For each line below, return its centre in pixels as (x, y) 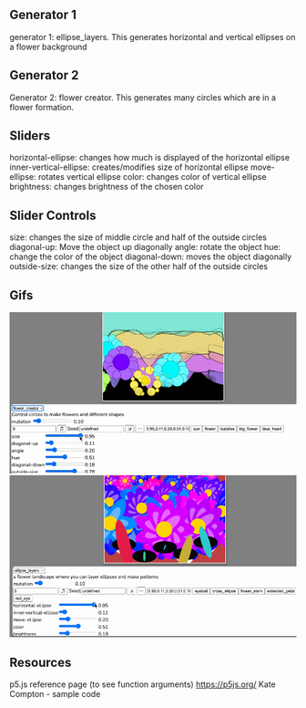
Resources (41, 663)
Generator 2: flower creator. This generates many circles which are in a (143, 97)
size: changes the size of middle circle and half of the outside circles (138, 237)
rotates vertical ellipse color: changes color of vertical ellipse (152, 177)
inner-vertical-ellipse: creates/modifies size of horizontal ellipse (129, 167)
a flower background (49, 47)
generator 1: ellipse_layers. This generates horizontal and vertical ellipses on (153, 36)
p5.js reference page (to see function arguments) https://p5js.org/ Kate (143, 684)
